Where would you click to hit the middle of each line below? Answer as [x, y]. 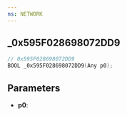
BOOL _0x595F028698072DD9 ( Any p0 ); [60, 66]
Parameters [34, 88]
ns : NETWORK [25, 14]
